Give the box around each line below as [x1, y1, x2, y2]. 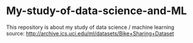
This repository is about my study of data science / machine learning [6, 24, 175, 31]
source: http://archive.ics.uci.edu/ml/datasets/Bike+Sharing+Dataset [6, 29, 174, 37]
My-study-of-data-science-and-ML [6, 4, 187, 18]
